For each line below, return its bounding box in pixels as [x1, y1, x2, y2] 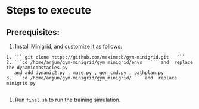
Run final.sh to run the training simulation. [14, 96, 121, 104]
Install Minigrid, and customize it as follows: [14, 43, 122, 50]
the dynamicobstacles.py [6, 65, 68, 70]
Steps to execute [6, 4, 91, 17]
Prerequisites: [6, 27, 60, 37]
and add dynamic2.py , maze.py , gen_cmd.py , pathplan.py [14, 70, 164, 76]
